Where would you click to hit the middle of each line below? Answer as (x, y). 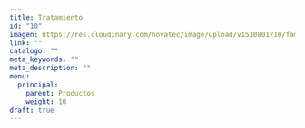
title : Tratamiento (46, 18)
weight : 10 (46, 101)
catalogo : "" (34, 51)
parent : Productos (60, 93)
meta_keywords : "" (44, 59)
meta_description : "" (50, 69)
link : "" (26, 43)
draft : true (32, 110)
